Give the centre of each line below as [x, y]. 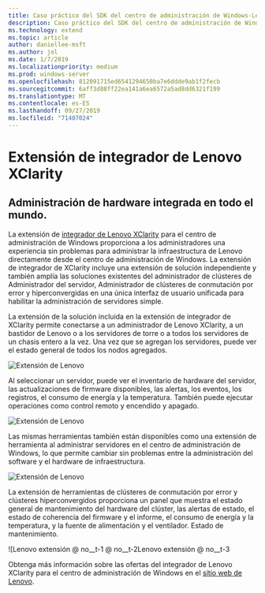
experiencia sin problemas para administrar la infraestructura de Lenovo [125, 251]
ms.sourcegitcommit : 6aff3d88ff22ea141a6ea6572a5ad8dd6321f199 [114, 89]
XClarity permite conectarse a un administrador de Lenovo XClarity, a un [126, 325]
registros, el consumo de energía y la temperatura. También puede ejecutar [131, 397]
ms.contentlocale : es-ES [49, 103]
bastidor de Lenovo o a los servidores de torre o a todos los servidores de [129, 333]
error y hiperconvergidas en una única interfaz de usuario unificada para [126, 293]
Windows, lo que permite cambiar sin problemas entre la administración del [131, 453]
